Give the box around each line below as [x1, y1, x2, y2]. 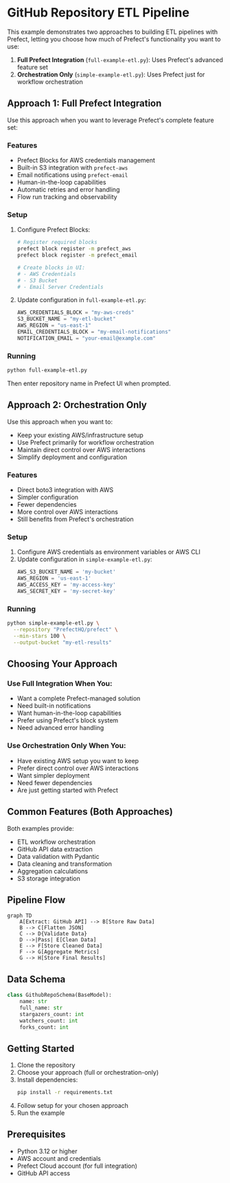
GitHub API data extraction [16, 845, 93, 853]
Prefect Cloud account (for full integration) [16, 1162, 137, 1170]
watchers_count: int [19, 1017, 78, 1024]
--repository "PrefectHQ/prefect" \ [13, 626, 118, 634]
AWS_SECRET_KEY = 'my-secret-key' [16, 588, 116, 595]
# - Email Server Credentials [16, 283, 104, 290]
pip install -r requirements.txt [16, 1089, 113, 1096]
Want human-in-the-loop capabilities [16, 709, 122, 718]
